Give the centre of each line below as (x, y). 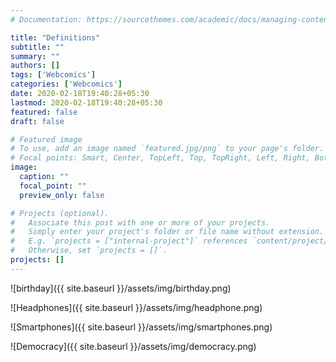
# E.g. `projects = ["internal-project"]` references (129, 241)
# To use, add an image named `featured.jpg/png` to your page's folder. (167, 149)
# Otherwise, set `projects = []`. (89, 251)
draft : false (37, 121)
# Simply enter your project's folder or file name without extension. (167, 232)
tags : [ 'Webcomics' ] (53, 75)
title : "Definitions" (55, 37)
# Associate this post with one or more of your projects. (140, 222)
